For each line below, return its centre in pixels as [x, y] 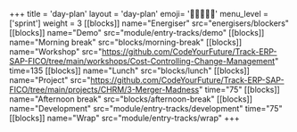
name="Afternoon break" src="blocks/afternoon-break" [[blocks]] [131, 99]
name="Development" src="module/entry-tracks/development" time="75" [146, 108]
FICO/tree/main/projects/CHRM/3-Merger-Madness [104, 90]
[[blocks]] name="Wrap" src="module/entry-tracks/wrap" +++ [125, 118]
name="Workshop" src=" [56, 52]
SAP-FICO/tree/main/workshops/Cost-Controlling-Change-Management [142, 61]
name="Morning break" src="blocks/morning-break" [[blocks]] [126, 42]
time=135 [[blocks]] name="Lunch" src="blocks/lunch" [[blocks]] [129, 70]
